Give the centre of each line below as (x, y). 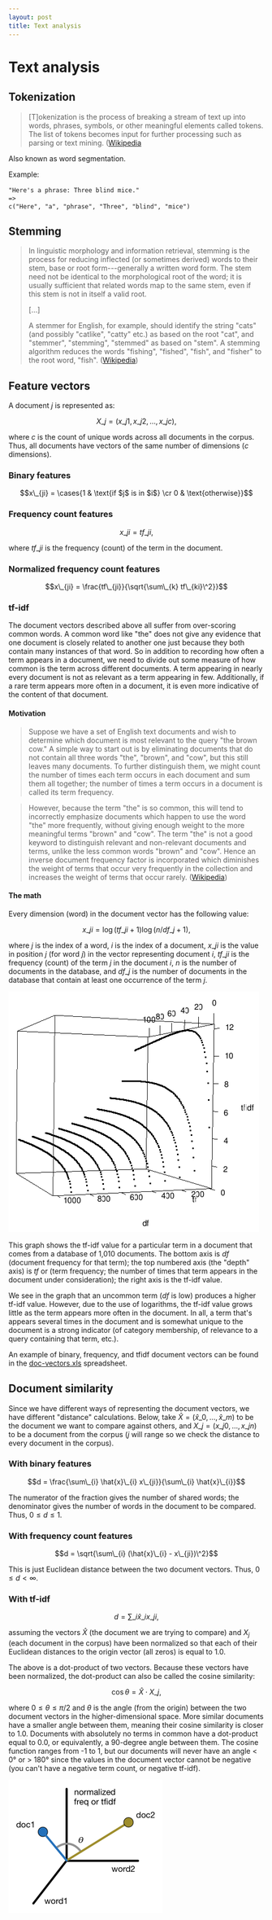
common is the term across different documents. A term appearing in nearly (136, 668)
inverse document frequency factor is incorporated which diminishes (144, 860)
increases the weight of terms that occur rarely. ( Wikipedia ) (128, 877)
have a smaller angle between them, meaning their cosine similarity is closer (136, 1725)
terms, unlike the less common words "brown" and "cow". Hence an (142, 851)
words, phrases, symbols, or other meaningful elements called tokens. (146, 125)
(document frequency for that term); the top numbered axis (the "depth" (129, 1262)
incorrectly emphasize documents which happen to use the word (137, 816)
